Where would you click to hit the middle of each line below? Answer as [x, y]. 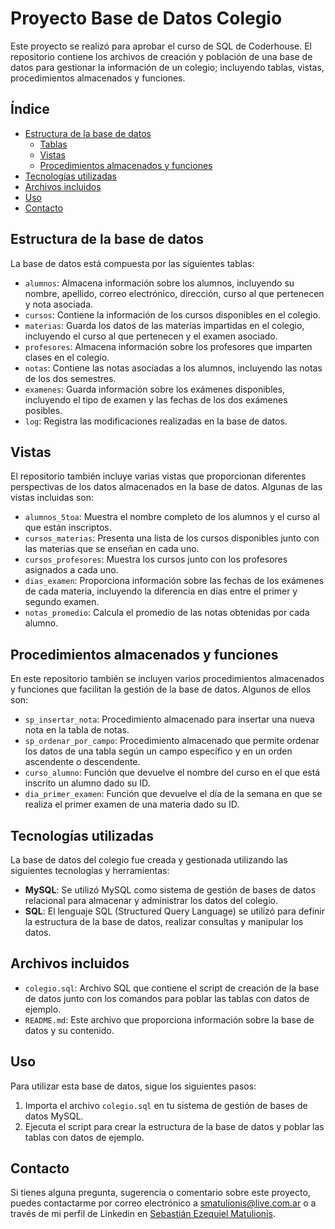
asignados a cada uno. [71, 570]
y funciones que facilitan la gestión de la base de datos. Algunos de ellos [161, 689]
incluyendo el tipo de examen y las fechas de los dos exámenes [156, 399]
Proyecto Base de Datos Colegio [146, 18]
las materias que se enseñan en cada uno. [112, 549]
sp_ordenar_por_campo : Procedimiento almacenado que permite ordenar [172, 741]
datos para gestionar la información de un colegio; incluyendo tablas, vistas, [167, 67]
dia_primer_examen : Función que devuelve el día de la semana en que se [173, 794]
